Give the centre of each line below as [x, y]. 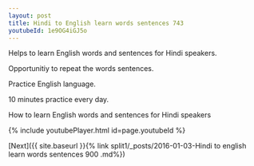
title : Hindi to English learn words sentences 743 [96, 23]
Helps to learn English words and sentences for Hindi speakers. [113, 53]
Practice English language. [52, 84]
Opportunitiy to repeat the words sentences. [81, 69]
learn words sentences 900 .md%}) [67, 154]
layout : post [30, 16]
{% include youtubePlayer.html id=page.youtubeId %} [97, 130]
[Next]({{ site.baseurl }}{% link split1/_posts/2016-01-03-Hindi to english [127, 146]
